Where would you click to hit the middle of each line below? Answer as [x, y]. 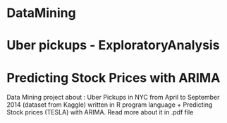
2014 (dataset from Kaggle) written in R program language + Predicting [110, 105]
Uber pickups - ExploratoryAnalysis [113, 46]
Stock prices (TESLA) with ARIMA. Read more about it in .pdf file [100, 112]
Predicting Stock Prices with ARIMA [114, 77]
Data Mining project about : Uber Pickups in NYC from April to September [113, 98]
